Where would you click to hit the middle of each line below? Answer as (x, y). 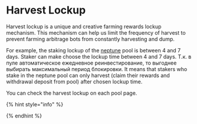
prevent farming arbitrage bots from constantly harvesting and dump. (91, 39)
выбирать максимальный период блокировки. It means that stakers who (97, 69)
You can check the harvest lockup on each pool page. (72, 93)
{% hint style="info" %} (35, 104)
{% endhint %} (24, 116)
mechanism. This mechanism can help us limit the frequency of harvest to (96, 32)
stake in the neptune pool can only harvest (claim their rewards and (88, 75)
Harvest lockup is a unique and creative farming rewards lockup (84, 26)
